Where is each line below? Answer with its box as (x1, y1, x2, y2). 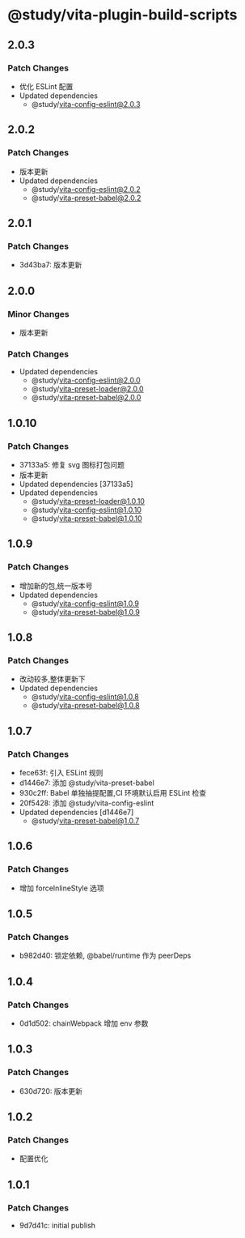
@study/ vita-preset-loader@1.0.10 (31, 496, 145, 506)
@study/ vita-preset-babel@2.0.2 (31, 193, 142, 203)
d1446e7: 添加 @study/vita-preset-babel (19, 778, 154, 788)
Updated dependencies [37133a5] (19, 479, 133, 489)
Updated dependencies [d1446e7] (19, 807, 134, 817)
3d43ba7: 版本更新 (19, 260, 82, 270)
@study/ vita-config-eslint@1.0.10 (31, 505, 142, 514)
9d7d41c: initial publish (19, 1221, 96, 1231)
